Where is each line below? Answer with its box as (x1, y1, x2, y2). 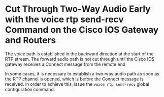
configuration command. (5, 86, 55, 92)
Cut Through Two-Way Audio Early (5, 3, 151, 15)
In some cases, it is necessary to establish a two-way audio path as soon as (5, 71, 160, 76)
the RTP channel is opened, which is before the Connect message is (5, 76, 144, 82)
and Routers (5, 35, 56, 46)
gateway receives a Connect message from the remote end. (5, 61, 127, 67)
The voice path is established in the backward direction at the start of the (5, 50, 154, 57)
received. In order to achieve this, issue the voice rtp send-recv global (5, 81, 149, 87)
